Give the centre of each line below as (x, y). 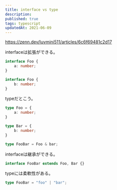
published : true (22, 19)
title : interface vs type (31, 10)
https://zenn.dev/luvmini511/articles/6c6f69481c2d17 (58, 42)
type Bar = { (18, 126)
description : (18, 14)
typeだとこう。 (20, 98)
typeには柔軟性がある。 (29, 173)
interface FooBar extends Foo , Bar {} (45, 163)
